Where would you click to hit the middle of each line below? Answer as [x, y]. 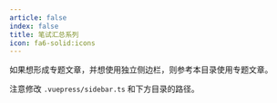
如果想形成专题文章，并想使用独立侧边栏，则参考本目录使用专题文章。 [141, 70]
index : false [34, 26]
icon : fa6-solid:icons [52, 43]
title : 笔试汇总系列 [44, 34]
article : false [38, 18]
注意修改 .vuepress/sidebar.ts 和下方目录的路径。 [105, 89]
